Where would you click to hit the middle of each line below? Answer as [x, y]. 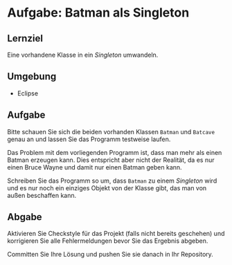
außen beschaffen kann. [42, 195]
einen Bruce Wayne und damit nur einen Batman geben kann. [95, 167]
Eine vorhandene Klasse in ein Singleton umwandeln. [83, 55]
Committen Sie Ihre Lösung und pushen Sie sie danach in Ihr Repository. [110, 255]
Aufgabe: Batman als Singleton [98, 13]
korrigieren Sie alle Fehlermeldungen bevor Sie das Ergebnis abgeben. [108, 241]
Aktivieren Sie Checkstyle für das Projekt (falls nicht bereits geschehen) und [116, 234]
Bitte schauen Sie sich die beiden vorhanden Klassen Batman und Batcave [111, 131]
